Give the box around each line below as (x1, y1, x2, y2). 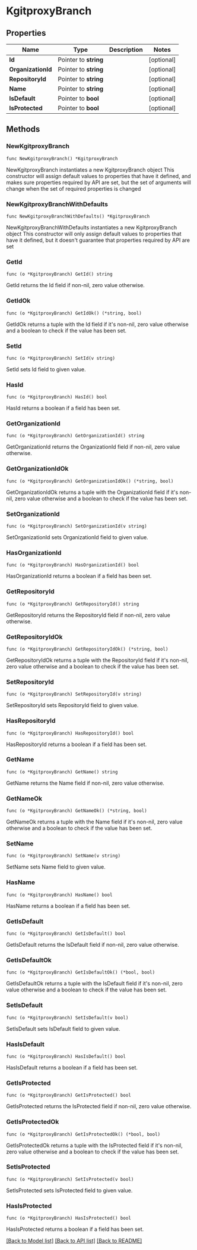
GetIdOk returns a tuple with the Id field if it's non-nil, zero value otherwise (6, 321, 189, 328)
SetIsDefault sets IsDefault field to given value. (6, 1025, 120, 1032)
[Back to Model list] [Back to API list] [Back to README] (6, 1237, 142, 1245)
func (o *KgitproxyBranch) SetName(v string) (6, 853, 120, 859)
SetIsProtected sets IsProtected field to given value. (6, 1187, 133, 1194)
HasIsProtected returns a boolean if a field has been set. (6, 1226, 144, 1233)
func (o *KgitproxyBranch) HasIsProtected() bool (6, 1215, 132, 1221)
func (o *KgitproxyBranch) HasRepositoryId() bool (6, 730, 134, 736)
